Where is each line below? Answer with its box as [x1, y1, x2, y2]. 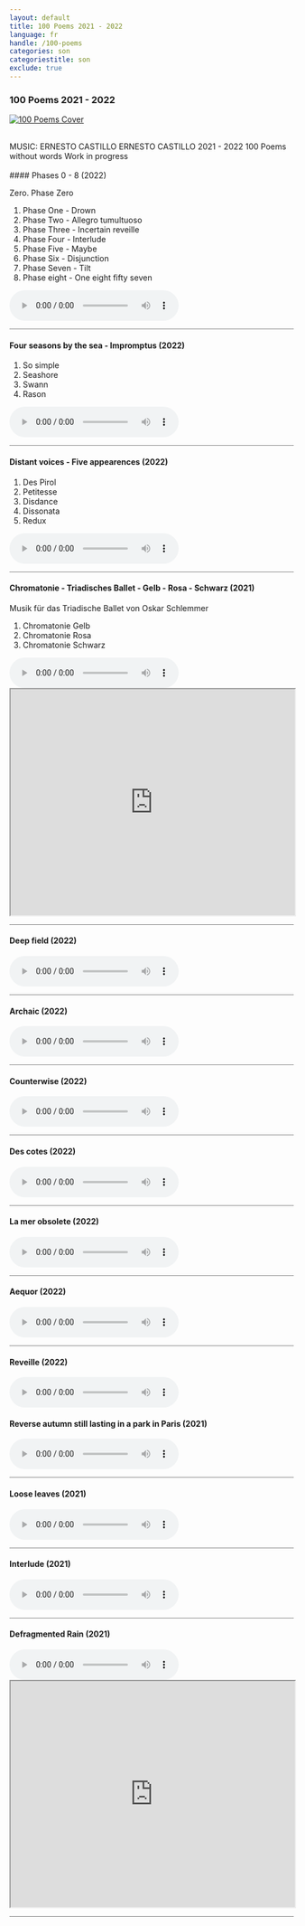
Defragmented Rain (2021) [9, 1629, 111, 1639]
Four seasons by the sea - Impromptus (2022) [9, 340, 185, 351]
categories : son [9, 47, 70, 56]
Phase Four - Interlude [22, 234, 106, 245]
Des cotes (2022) [9, 1146, 77, 1157]
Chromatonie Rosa [22, 629, 92, 640]
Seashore [22, 370, 59, 381]
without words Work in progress [9, 151, 129, 162]
